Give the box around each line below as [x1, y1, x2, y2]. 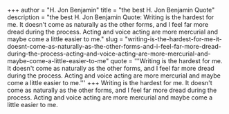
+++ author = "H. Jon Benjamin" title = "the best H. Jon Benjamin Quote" [7, 6, 215, 14]
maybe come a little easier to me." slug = [7, 35, 124, 43]
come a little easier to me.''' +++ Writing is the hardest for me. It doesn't [7, 79, 212, 87]
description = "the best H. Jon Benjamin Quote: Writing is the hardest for [7, 13, 214, 21]
